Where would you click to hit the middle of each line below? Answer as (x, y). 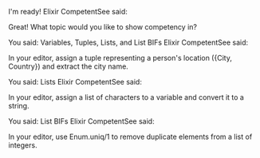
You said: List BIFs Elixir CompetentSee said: (81, 121)
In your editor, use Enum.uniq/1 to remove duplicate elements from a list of (130, 136)
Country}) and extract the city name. (69, 66)
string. (19, 106)
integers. (23, 145)
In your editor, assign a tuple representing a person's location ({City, (120, 58)
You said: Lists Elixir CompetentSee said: (75, 82)
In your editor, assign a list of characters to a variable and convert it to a (126, 97)
